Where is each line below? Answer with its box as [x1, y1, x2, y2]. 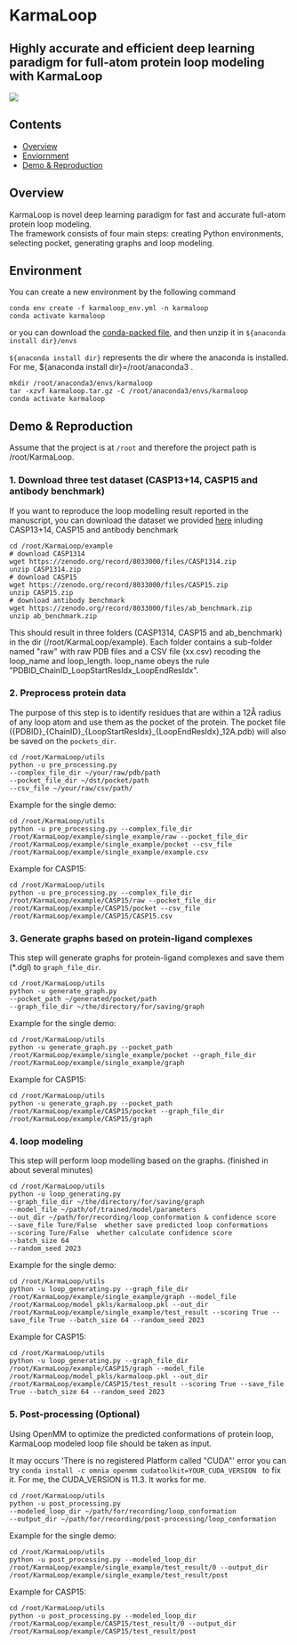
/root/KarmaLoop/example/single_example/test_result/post [9, 1570, 229, 1579]
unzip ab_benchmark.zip [9, 611, 98, 621]
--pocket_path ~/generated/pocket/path [9, 995, 157, 1004]
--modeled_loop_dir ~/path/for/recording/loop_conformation [9, 1506, 237, 1516]
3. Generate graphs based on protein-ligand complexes [9, 932, 253, 944]
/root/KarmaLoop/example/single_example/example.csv [9, 847, 209, 856]
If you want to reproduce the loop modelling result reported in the [9, 505, 249, 516]
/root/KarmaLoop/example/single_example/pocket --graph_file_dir [9, 1051, 256, 1060]
